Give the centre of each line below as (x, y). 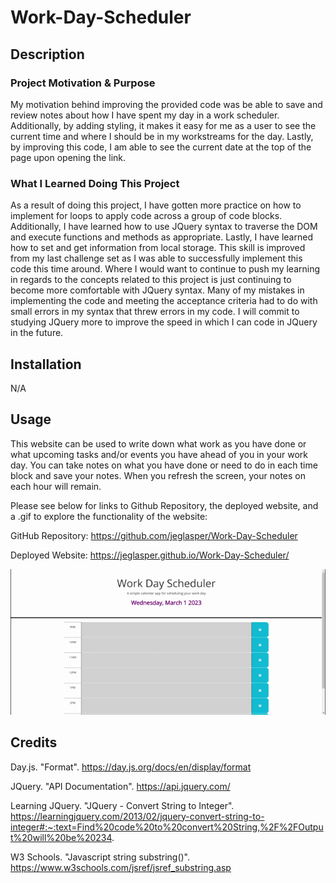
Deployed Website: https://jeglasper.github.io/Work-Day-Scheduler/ (150, 555)
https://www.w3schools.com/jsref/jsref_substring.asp (121, 867)
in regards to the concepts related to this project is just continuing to (151, 280)
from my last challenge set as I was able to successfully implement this (156, 258)
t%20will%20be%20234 (61, 837)
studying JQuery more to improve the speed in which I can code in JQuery (164, 322)
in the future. (37, 333)
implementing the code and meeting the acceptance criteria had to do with (164, 301)
